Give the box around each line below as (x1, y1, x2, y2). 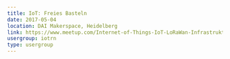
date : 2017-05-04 (7, 16, 57, 23)
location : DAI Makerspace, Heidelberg (7, 22, 118, 29)
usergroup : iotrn (7, 35, 57, 42)
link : (7, 28, 23, 36)
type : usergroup (7, 41, 53, 48)
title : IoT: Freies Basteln (7, 9, 88, 17)
